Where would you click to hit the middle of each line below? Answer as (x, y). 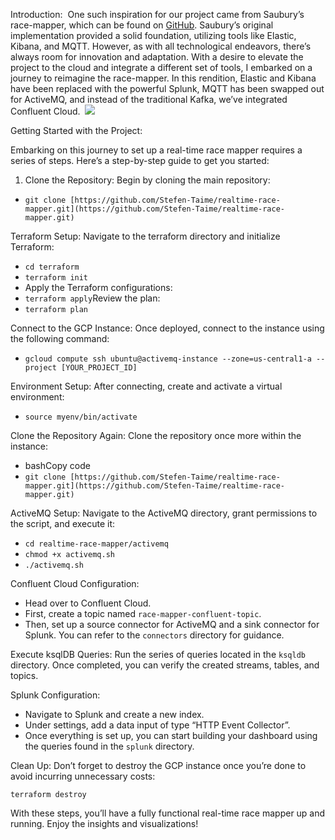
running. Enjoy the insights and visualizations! (104, 823)
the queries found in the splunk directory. (109, 746)
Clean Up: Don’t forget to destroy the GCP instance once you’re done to (158, 765)
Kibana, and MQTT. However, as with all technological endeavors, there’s (161, 46)
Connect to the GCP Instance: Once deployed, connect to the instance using (167, 328)
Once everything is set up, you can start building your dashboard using (171, 735)
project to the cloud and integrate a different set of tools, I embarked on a (161, 67)
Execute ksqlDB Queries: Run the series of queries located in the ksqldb (158, 654)
